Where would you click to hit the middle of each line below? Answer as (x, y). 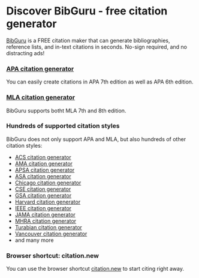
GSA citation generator (43, 195)
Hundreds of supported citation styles (63, 126)
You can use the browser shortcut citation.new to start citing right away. (95, 269)
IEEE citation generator (43, 208)
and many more (34, 240)
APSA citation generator (45, 170)
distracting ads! (25, 53)
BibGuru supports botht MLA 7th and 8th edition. (66, 110)
